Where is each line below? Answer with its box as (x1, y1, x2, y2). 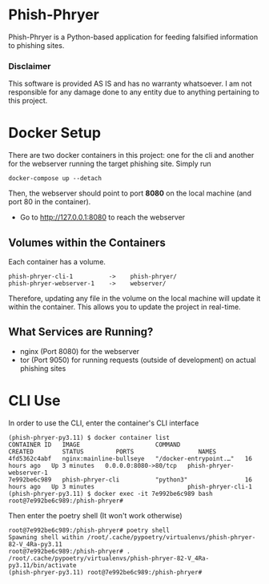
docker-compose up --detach (8, 175, 102, 183)
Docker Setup (8, 124, 102, 142)
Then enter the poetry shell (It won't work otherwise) (8, 510, 183, 520)
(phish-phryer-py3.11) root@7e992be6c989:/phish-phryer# (8, 568, 203, 576)
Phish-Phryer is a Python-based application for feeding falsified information (8, 32, 259, 42)
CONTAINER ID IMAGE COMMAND (8, 441, 181, 449)
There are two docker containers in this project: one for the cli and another (8, 151, 255, 160)
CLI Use (8, 391, 61, 409)
